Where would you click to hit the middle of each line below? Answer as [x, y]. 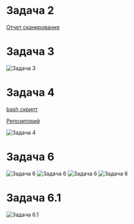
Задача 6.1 [34, 198]
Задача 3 [30, 51]
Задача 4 [30, 92]
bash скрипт [22, 109]
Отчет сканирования [33, 27]
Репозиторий [23, 120]
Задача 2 [30, 11]
